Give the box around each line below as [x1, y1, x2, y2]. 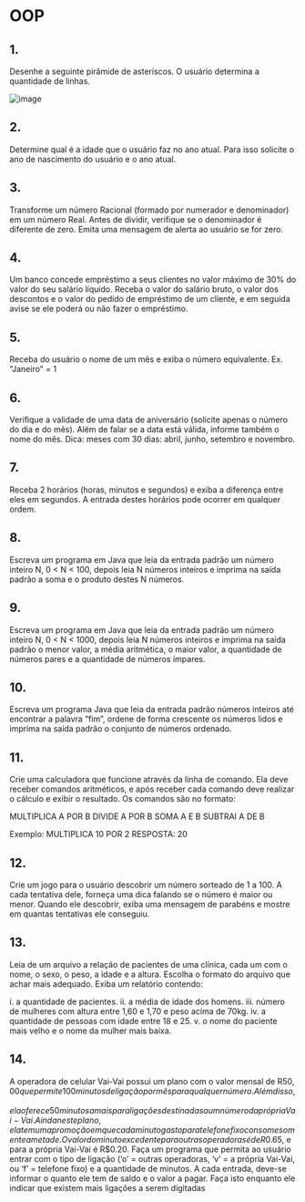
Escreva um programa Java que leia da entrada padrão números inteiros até [9, 704, 294, 715]
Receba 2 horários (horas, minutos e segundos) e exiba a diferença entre [9, 484, 284, 495]
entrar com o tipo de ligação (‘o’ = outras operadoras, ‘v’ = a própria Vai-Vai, [9, 1153, 296, 1164]
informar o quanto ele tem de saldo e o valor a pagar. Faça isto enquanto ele [9, 1173, 296, 1184]
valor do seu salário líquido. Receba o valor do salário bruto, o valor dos [9, 284, 280, 295]
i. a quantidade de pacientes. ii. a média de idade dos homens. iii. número [9, 996, 285, 1007]
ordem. [9, 503, 36, 514]
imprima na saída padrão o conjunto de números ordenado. [9, 723, 232, 734]
